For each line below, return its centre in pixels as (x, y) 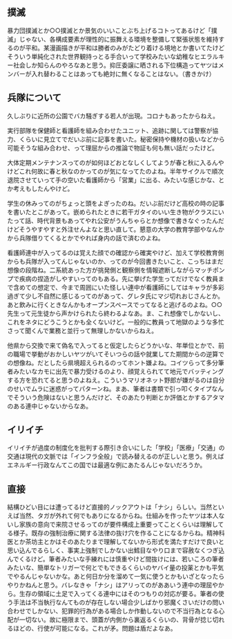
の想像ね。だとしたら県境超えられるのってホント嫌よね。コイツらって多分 (113, 362)
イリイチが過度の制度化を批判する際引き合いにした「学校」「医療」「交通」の (116, 448)
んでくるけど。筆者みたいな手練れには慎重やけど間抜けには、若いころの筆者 (116, 559)
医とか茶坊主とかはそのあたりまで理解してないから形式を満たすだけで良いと (116, 542)
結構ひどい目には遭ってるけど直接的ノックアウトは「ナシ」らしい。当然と (113, 507)
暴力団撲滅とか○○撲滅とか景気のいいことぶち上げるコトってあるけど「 (109, 30)
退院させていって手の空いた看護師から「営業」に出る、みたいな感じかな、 (113, 180)
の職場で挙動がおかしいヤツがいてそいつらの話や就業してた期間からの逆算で (116, 354)
